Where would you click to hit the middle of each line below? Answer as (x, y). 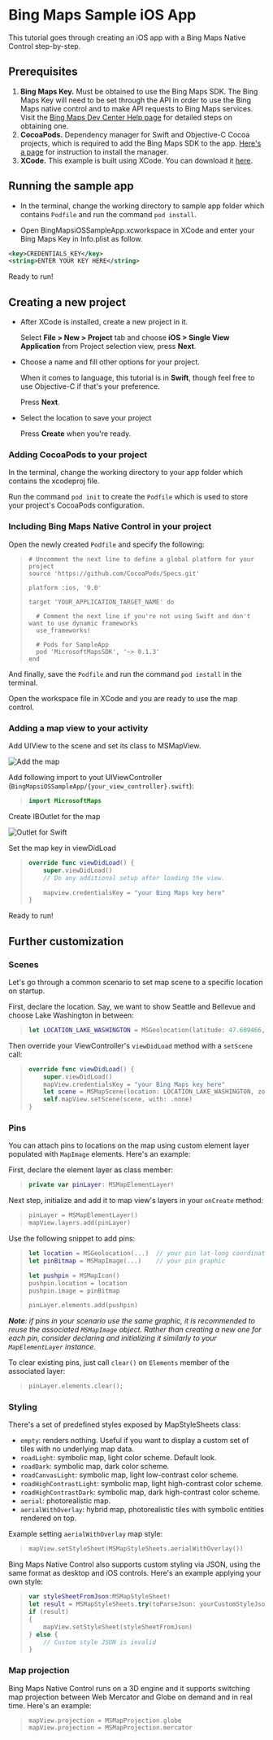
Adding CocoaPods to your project (78, 455)
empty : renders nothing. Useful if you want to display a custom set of (134, 1441)
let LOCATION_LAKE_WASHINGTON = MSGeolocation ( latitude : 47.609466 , (147, 1030)
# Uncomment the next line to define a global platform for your (141, 559)
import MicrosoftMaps (65, 801)
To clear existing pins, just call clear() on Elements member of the (119, 1363)
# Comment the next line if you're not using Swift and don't (143, 616)
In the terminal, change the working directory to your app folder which (126, 473)
